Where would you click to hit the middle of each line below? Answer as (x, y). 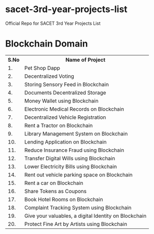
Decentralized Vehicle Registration (65, 117)
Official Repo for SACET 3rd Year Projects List (53, 23)
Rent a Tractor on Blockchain (59, 125)
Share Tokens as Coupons (56, 191)
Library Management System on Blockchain (76, 133)
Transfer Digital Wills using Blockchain (70, 158)
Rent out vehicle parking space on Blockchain (79, 174)
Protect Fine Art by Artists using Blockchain (76, 224)
